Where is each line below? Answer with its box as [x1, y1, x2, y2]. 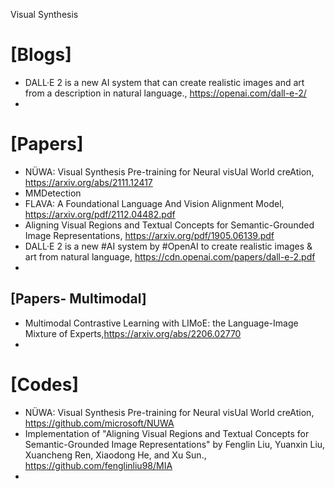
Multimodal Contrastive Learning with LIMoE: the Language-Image [24, 317, 299, 329]
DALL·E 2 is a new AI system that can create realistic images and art [24, 76, 305, 88]
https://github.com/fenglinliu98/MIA [24, 459, 173, 471]
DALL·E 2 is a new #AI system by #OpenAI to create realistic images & [24, 240, 313, 252]
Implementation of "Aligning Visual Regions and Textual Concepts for [24, 427, 310, 439]
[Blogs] [10, 44, 72, 66]
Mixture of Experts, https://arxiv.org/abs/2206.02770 [24, 327, 242, 339]
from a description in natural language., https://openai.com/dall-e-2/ [24, 87, 307, 99]
